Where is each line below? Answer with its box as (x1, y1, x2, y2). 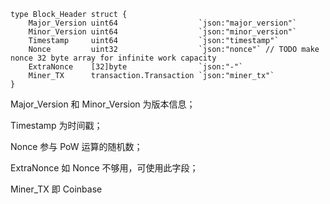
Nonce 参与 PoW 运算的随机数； (10, 141, 143, 152)
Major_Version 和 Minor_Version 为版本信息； (10, 98, 196, 110)
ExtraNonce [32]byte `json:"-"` (28, 62, 244, 72)
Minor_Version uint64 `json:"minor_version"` (28, 27, 298, 37)
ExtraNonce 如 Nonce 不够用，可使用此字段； (10, 162, 199, 174)
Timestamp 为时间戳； (10, 120, 103, 131)
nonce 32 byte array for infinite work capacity (10, 53, 217, 63)
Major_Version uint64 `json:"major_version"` (28, 18, 298, 28)
